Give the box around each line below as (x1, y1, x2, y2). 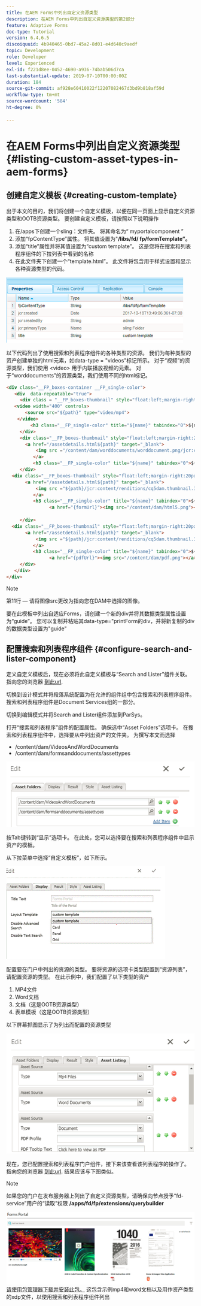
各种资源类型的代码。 (14, 265, 68, 272)
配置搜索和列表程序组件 (6, 644, 93, 654)
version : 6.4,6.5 (6, 35, 50, 41)
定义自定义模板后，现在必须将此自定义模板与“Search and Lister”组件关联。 (6, 670, 191, 678)
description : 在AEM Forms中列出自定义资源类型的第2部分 (6, 16, 135, 22)
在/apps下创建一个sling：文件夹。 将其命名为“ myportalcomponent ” (14, 228, 184, 235)
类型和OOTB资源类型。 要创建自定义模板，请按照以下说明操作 (6, 214, 159, 222)
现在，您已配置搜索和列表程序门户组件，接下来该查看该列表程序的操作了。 (6, 1160, 190, 1168)
